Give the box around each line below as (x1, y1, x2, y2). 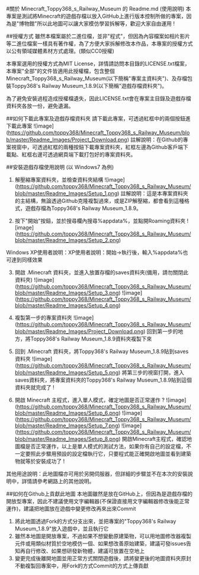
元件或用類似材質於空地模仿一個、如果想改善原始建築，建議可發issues (14, 540, 187, 547)
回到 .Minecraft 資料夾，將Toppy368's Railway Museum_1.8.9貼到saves (14, 348, 189, 355)
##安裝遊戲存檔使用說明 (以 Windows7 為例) (6, 164, 114, 170)
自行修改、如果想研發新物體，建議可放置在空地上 (25, 548, 145, 554)
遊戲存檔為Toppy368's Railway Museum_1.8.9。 (25, 205, 142, 212)
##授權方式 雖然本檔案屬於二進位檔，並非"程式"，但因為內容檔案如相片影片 (6, 33, 191, 40)
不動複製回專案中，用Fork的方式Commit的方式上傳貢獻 (14, 563, 149, 569)
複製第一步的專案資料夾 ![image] (14, 314, 94, 321)
